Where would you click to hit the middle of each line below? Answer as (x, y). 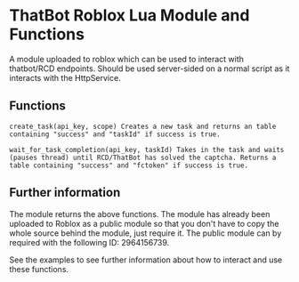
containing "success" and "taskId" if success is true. (115, 134)
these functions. (39, 269)
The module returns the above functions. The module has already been (140, 214)
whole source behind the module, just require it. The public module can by (145, 233)
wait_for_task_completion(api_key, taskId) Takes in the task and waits (147, 149)
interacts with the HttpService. (65, 77)
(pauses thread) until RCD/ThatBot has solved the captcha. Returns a (143, 157)
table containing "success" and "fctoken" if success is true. (129, 165)
